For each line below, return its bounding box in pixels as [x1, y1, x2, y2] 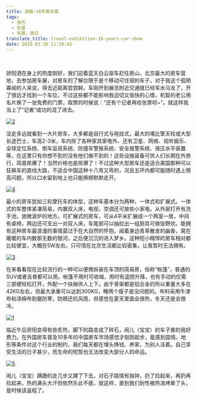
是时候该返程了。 [6, 387, 47, 394]
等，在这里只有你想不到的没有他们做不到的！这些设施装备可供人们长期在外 [6, 152, 186, 159]
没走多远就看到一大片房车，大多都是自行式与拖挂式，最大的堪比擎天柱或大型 [6, 130, 191, 137]
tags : [6, 14, 19, 20]
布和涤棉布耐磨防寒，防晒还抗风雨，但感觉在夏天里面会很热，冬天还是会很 [6, 295, 186, 302]
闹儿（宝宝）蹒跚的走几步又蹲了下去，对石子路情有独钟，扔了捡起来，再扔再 [6, 372, 191, 379]
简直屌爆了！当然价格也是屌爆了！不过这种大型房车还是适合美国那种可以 [16, 159, 191, 166]
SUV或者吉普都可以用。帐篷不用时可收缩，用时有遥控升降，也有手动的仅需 [6, 273, 186, 280]
